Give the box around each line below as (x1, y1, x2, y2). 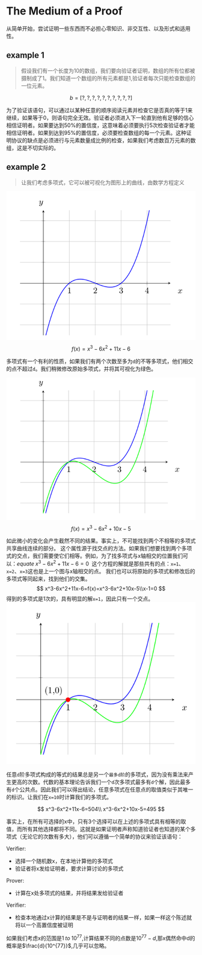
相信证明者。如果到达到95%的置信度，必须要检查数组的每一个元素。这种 (6, 129, 186, 136)
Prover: (6, 877, 25, 885)
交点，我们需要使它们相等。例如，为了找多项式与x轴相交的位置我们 (16, 552, 183, 559)
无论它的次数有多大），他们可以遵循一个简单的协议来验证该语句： (22, 833, 183, 841)
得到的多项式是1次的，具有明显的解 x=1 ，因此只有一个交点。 (6, 595, 154, 603)
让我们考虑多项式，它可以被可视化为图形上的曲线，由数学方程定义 (20, 179, 185, 186)
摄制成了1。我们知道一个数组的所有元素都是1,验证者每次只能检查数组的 (20, 74, 196, 82)
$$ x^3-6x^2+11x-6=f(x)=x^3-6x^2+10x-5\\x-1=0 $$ (36, 585, 166, 593)
